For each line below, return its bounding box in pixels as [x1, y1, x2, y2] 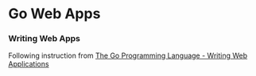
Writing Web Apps [8, 33, 81, 44]
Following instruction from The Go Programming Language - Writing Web [8, 51, 248, 60]
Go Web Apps [8, 5, 101, 23]
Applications [8, 59, 49, 69]
